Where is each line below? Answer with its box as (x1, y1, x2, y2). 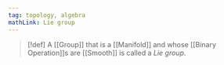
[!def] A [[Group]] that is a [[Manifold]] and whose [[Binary (27, 39, 217, 49)
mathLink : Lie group (8, 19, 76, 26)
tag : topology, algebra (8, 11, 86, 19)
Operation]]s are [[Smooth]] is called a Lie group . (27, 48, 186, 57)
